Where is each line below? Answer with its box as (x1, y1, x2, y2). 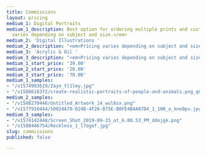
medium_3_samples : (6, 112, 53, 118)
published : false (6, 134, 51, 141)
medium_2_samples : (6, 94, 53, 100)
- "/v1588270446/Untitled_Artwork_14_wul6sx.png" (6, 100, 136, 106)
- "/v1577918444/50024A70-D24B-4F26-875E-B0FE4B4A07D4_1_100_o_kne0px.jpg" (6, 105, 204, 112)
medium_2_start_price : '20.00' (6, 66, 86, 72)
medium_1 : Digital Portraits (6, 20, 81, 26)
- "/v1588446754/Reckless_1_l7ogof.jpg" (6, 123, 112, 129)
